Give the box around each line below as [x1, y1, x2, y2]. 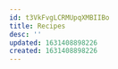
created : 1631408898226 [9, 47, 98, 56]
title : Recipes [9, 22, 66, 30]
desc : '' [9, 30, 42, 39]
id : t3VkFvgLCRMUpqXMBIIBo [9, 13, 110, 22]
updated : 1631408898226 [9, 38, 98, 47]
